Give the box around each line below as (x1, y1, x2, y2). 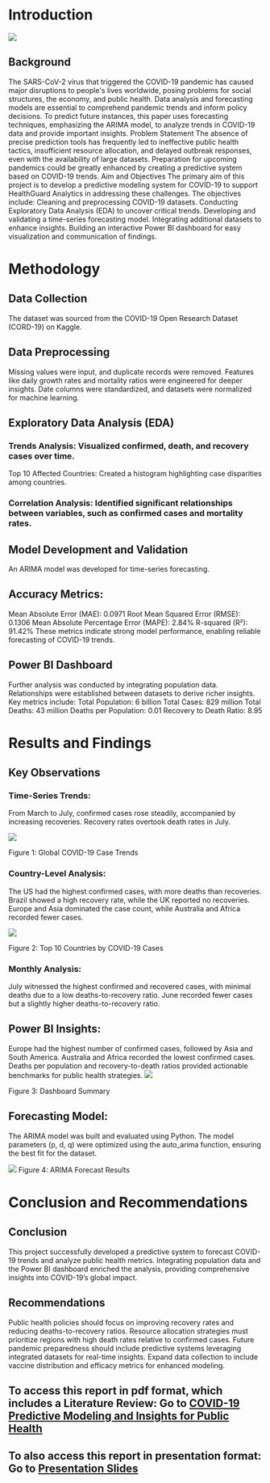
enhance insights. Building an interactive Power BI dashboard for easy (8, 222, 242, 232)
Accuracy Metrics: (8, 588, 104, 602)
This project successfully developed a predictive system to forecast (8, 1247, 234, 1257)
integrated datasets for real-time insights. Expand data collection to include (8, 1352, 259, 1362)
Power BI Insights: (8, 1022, 102, 1036)
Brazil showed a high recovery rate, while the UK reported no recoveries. (8, 895, 250, 905)
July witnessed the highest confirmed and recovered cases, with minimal (8, 982, 251, 991)
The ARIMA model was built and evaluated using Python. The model (8, 1130, 235, 1141)
